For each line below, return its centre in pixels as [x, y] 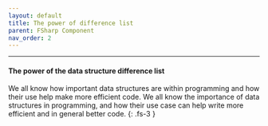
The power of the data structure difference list [87, 71]
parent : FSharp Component [51, 30]
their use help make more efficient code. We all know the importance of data [134, 97]
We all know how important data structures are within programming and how [134, 89]
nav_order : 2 [30, 38]
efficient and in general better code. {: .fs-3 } [82, 114]
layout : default [35, 16]
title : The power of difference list [71, 23]
